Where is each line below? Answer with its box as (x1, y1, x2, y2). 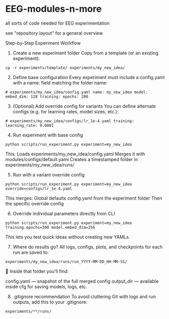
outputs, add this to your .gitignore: (12, 298, 87, 305)
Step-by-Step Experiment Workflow (5, 39, 81, 46)
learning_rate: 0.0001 (5, 123, 54, 128)
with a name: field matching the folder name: (12, 79, 108, 86)
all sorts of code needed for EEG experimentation (5, 20, 110, 26)
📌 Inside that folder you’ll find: (5, 268, 69, 274)
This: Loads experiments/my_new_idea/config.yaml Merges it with (5, 151, 145, 157)
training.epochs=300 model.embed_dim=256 (5, 225, 96, 230)
